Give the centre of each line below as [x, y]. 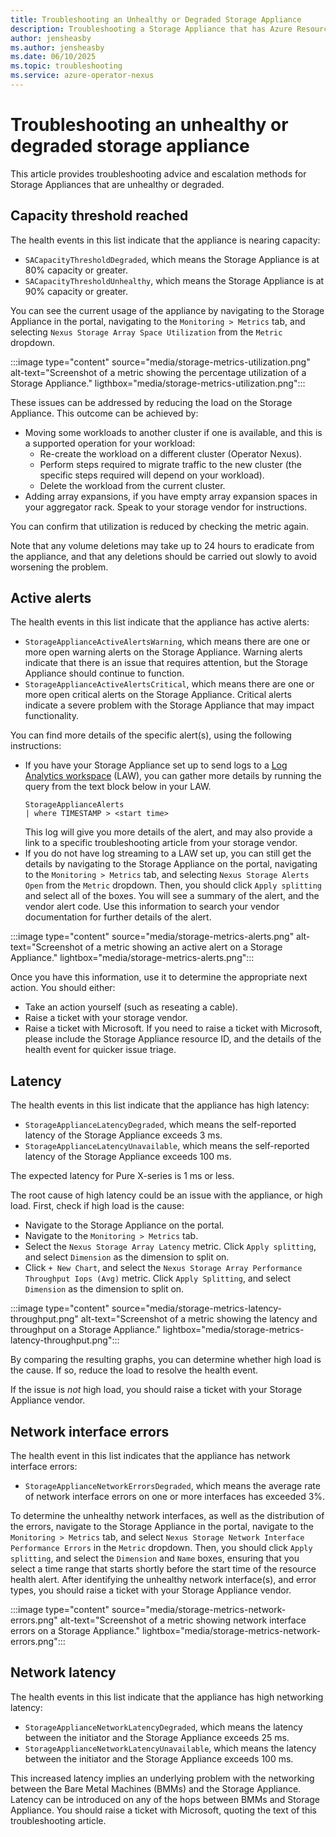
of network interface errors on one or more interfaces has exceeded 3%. [175, 1497]
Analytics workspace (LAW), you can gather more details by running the [173, 776]
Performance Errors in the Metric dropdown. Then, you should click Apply [161, 1548]
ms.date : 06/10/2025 [53, 57]
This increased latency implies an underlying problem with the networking [162, 1778]
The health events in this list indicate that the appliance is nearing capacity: [165, 240]
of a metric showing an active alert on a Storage [183, 947]
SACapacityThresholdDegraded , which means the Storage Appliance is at [172, 259]
